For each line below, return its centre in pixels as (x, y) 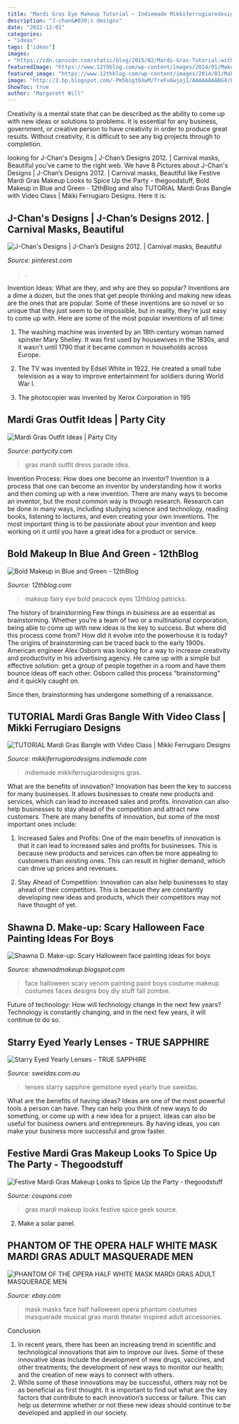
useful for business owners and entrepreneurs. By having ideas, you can (114, 1124)
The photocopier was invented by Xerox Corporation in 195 (104, 397)
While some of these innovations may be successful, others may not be (122, 1382)
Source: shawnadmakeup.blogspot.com (66, 969)
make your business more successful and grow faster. (87, 1131)
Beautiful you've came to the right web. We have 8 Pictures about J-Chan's (118, 165)
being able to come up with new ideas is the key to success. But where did (117, 627)
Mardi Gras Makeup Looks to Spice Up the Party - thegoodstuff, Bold (108, 181)
